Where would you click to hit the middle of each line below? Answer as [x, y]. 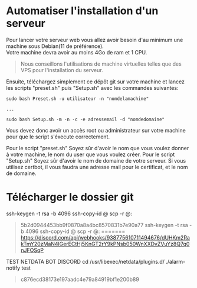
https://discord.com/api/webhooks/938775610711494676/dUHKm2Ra [105, 237]
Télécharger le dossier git [70, 197]
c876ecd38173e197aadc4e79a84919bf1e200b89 [80, 279]
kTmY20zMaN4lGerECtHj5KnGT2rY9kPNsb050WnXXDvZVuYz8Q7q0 [105, 244]
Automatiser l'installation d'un [82, 11]
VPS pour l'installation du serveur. [62, 70]
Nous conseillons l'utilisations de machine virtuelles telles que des [101, 64]
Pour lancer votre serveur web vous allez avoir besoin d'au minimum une [95, 40]
